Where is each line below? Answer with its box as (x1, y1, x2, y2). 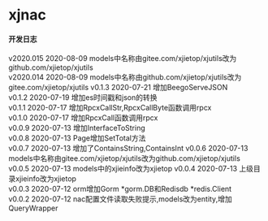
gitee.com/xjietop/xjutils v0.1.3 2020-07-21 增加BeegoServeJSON (8, 83, 228, 93)
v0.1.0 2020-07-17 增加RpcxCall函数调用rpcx (8, 113, 158, 123)
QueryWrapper (8, 203, 58, 213)
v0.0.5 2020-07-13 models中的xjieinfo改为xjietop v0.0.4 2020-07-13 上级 (8, 164, 254, 174)
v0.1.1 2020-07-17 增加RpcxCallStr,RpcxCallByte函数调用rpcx (8, 103, 212, 113)
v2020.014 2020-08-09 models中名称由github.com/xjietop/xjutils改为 (8, 72, 242, 82)
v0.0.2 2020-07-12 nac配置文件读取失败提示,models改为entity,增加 (8, 194, 233, 204)
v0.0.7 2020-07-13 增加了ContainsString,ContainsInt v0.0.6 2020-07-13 (8, 144, 249, 154)
